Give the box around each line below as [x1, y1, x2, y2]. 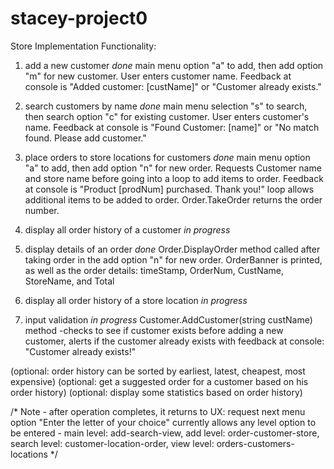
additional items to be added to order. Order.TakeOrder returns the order [24, 193, 323, 206]
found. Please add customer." [24, 132, 147, 144]
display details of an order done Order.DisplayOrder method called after [24, 243, 321, 255]
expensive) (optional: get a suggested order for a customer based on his [10, 375, 309, 387]
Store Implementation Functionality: [10, 40, 157, 52]
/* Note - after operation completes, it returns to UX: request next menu [10, 405, 306, 417]
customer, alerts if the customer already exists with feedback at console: [24, 335, 325, 347]
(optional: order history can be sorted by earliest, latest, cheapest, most [10, 365, 306, 377]
